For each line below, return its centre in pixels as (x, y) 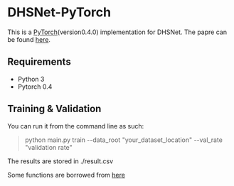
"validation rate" (48, 147)
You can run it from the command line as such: (76, 126)
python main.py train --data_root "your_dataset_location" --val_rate (123, 140)
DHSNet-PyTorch (59, 12)
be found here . (29, 39)
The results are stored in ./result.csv (60, 161)
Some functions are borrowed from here (67, 175)
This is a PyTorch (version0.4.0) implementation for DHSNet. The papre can (117, 32)
